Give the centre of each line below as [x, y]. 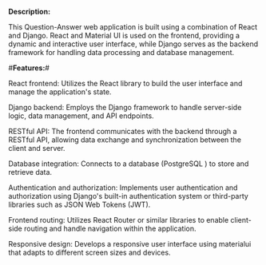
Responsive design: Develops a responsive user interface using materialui [130, 244]
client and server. [37, 148]
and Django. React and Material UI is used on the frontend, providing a [124, 36]
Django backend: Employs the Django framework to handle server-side [125, 107]
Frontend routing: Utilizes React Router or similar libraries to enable [119, 220]
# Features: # [29, 68]
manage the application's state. [60, 92]
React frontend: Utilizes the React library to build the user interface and [125, 83]
